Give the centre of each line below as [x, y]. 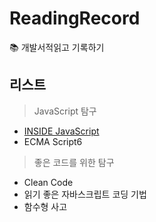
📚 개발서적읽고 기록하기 [57, 47]
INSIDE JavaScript [61, 131]
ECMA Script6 [53, 141]
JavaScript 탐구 [65, 111]
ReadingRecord [75, 18]
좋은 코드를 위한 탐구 [74, 162]
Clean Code [48, 182]
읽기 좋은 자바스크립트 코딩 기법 [85, 194]
